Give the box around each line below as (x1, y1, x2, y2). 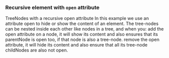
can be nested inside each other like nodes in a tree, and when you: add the (5, 26, 164, 32)
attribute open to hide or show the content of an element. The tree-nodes (5, 20, 159, 26)
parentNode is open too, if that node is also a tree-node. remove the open (5, 36, 160, 42)
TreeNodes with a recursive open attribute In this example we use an (5, 15, 149, 21)
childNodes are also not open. (5, 47, 69, 53)
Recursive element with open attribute (5, 4, 100, 11)
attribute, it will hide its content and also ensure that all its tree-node (5, 42, 148, 48)
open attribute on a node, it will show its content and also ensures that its (5, 31, 158, 37)
